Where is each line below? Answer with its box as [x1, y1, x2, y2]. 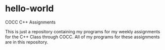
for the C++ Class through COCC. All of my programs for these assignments [5, 34, 160, 40]
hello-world [5, 3, 54, 14]
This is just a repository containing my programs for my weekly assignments [5, 28, 161, 34]
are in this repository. [5, 39, 48, 45]
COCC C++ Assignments [5, 19, 56, 25]
